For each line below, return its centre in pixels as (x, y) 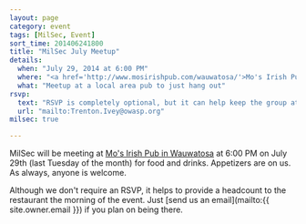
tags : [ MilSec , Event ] (52, 35)
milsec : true (34, 119)
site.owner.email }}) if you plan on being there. (97, 209)
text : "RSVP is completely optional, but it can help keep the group (152, 102)
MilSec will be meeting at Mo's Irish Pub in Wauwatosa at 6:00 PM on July (148, 153)
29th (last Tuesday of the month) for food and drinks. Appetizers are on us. (150, 163)
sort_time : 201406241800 (56, 43)
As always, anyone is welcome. (68, 173)
